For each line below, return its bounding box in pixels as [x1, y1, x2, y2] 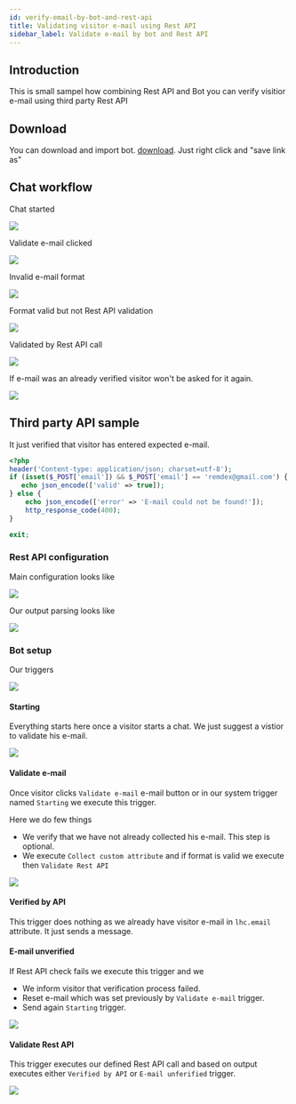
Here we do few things [9, 814, 92, 825]
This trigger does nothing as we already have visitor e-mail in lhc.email [9, 916, 271, 927]
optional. [21, 841, 55, 852]
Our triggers [9, 664, 54, 676]
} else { [9, 490, 42, 499]
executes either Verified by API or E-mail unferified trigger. [9, 1068, 236, 1079]
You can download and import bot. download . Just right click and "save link [9, 145, 286, 156]
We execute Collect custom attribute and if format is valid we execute [21, 850, 284, 860]
